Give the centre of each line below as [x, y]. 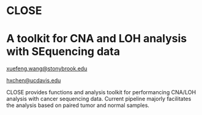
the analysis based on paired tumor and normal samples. [78, 105]
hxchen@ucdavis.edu [34, 81]
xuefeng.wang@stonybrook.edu [47, 69]
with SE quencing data [63, 52]
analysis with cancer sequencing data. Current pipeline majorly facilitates [99, 99]
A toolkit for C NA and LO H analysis [97, 39]
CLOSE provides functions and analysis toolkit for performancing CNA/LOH [101, 92]
